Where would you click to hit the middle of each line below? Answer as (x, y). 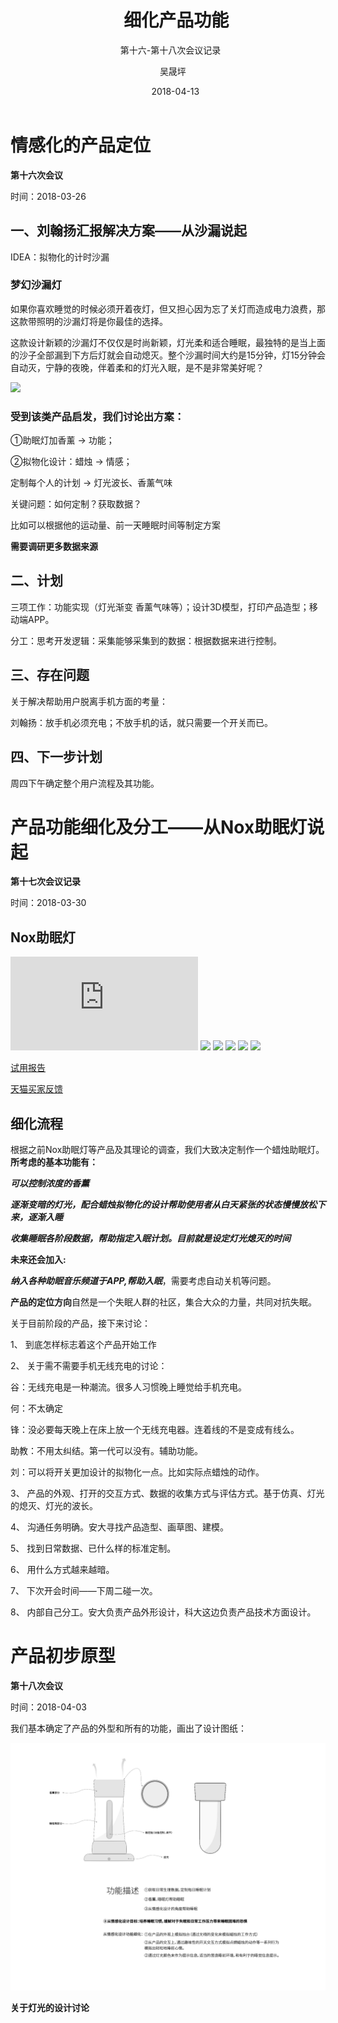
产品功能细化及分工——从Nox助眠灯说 (167, 827)
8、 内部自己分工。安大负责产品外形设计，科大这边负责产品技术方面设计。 (163, 1612)
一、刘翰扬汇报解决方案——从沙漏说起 (128, 231)
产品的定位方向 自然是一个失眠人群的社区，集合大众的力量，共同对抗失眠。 (163, 1302)
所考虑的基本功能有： (54, 1162)
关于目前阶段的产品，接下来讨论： (80, 1323)
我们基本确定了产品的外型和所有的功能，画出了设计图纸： (128, 1728)
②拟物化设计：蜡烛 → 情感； (71, 462)
